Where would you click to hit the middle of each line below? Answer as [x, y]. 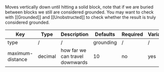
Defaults [105, 34]
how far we [73, 50]
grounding [105, 42]
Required [132, 34]
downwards [74, 62]
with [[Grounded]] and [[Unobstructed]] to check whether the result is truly [81, 17]
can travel [72, 56]
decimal [47, 56]
